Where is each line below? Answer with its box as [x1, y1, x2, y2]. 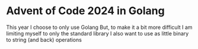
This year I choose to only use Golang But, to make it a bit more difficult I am [6, 24, 193, 31]
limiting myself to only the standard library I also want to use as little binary [6, 30, 189, 37]
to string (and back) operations [6, 36, 82, 43]
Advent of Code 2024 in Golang [6, 4, 165, 18]
